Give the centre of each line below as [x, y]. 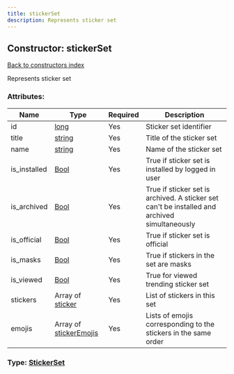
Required [124, 114]
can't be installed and [181, 206]
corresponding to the [180, 324]
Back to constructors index [46, 65]
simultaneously [171, 224]
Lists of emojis [170, 315]
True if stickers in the [180, 255]
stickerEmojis [77, 333]
